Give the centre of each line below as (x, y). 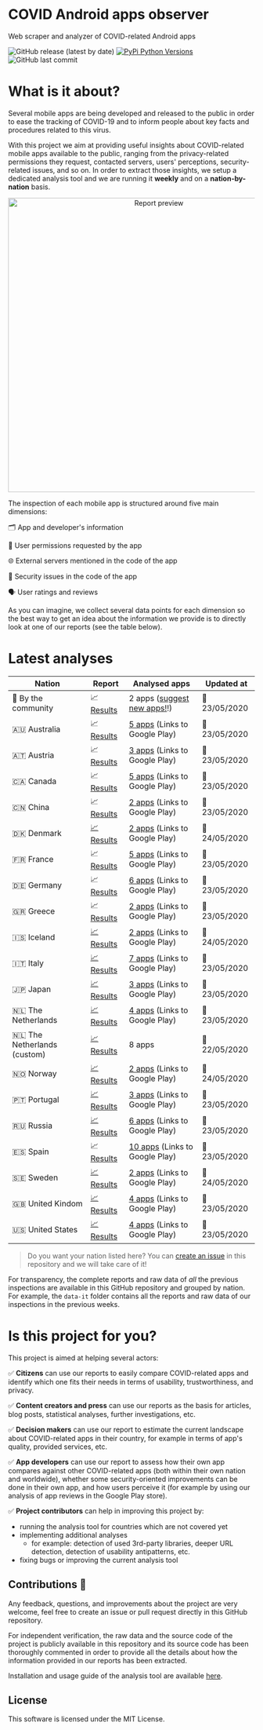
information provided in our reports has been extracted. (98, 1660)
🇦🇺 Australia (36, 729)
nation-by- (228, 178)
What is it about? (64, 91)
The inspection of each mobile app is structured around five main (113, 503)
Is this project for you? (83, 1336)
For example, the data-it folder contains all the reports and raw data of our (130, 1296)
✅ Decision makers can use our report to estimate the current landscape (126, 1429)
